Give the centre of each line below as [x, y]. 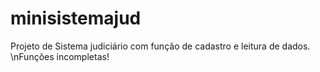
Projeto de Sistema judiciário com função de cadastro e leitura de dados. [160, 46]
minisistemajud [76, 18]
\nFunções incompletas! [60, 56]
